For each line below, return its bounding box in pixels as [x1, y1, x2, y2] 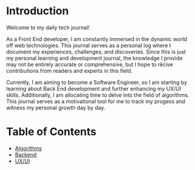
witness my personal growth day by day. [6, 104, 106, 111]
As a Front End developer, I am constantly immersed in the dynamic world [6, 35, 187, 42]
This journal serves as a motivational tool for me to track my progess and [6, 97, 185, 105]
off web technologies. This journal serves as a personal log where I [6, 42, 171, 49]
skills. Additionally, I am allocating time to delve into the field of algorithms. [6, 91, 190, 98]
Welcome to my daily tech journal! [6, 24, 90, 31]
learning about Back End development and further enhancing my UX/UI [6, 85, 181, 92]
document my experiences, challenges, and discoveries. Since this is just [6, 48, 186, 55]
